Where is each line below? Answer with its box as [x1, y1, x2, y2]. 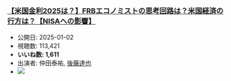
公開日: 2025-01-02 [17, 33, 74, 42]
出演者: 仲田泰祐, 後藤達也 [17, 59, 92, 67]
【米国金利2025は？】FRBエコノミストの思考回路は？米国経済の [7, 5, 224, 15]
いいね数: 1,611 [17, 50, 60, 59]
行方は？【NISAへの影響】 [7, 16, 96, 25]
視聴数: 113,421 [17, 42, 60, 50]
